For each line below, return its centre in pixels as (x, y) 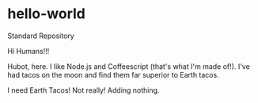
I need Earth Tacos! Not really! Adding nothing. (83, 90)
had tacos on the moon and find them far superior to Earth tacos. (113, 74)
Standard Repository (41, 36)
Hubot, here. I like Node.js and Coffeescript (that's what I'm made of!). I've (129, 66)
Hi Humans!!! (28, 51)
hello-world (47, 14)
